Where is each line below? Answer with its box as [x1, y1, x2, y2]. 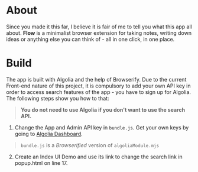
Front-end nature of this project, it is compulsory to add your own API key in [6, 82, 191, 89]
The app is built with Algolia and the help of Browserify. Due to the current [6, 76, 187, 83]
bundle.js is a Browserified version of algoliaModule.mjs [20, 141, 160, 148]
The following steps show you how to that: [6, 95, 109, 102]
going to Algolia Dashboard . [14, 130, 83, 137]
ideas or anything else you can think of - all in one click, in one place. [6, 35, 175, 43]
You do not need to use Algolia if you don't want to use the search [20, 106, 185, 113]
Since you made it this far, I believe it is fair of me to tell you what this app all [6, 23, 192, 30]
